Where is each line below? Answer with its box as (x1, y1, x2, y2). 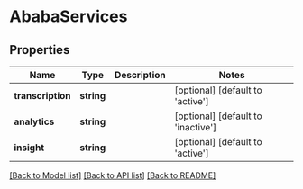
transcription (14, 90, 71, 102)
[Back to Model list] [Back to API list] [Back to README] (9, 170, 216, 181)
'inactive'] (174, 121, 217, 133)
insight (14, 141, 45, 154)
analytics (14, 115, 55, 128)
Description (114, 69, 167, 81)
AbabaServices (9, 6, 128, 27)
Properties (9, 42, 70, 58)
